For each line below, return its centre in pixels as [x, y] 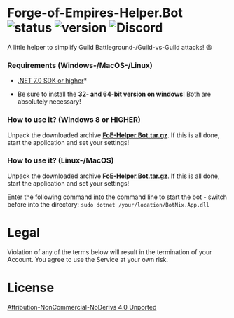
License [31, 288]
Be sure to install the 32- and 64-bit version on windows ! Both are [114, 94]
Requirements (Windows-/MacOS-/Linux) [80, 65]
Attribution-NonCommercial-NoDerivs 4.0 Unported [82, 307]
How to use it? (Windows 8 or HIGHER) [74, 120]
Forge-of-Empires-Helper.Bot [95, 13]
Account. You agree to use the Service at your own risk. [88, 259]
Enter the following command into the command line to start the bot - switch [117, 197]
